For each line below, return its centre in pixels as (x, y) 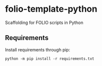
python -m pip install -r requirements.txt (50, 59)
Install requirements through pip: (38, 49)
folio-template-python (51, 9)
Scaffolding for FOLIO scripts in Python (44, 22)
